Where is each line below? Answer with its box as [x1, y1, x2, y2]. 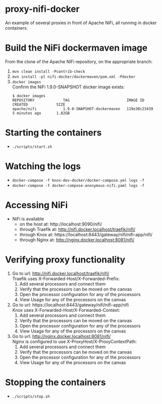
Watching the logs [5, 161, 81, 172]
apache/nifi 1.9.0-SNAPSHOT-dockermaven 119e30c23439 [12, 106, 153, 111]
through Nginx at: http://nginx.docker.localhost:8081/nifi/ [19, 237, 135, 243]
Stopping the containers [5, 376, 106, 388]
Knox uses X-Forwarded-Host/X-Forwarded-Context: [12, 307, 120, 313]
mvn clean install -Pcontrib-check [12, 69, 85, 74]
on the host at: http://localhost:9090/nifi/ [19, 221, 102, 227]
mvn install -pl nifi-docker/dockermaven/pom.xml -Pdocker [12, 74, 136, 79]
